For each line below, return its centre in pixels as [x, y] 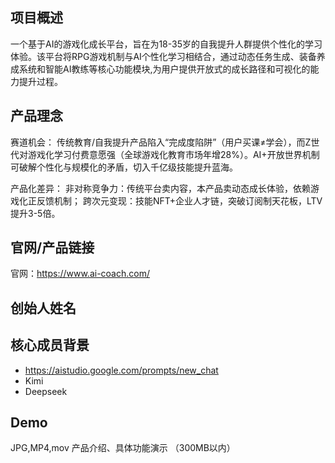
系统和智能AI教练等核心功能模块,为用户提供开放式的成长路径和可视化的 [164, 69]
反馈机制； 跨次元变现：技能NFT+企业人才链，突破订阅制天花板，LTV [179, 200]
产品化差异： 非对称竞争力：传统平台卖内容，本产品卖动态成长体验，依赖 [160, 188]
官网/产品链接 [52, 248]
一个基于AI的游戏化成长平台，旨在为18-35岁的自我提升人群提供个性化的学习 [166, 44]
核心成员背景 [50, 345]
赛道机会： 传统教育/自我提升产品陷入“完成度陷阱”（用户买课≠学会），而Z [161, 142]
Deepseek [46, 391]
